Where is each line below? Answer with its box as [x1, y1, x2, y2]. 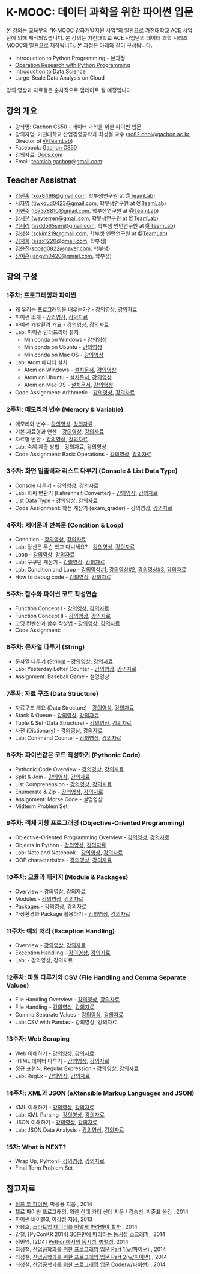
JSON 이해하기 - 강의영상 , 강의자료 [14, 1119, 98, 1126]
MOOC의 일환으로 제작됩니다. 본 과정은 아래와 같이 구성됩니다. [6, 42, 153, 49]
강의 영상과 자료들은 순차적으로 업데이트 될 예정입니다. [6, 86, 133, 93]
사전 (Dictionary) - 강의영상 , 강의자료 [14, 727, 103, 734]
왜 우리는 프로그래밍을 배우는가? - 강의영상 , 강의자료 [14, 306, 138, 314]
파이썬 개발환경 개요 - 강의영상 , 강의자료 [14, 321, 109, 329]
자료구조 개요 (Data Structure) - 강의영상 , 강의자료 [14, 704, 135, 711]
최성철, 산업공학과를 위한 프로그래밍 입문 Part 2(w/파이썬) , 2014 [14, 1254, 168, 1261]
